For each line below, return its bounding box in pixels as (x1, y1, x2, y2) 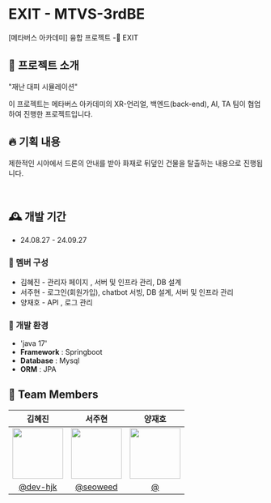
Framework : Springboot (19, 347, 103, 356)
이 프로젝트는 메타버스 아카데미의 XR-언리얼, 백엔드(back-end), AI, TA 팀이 (8, 99, 247, 109)
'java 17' (19, 338, 48, 348)
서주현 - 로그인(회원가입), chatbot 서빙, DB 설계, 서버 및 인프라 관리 (19, 287, 234, 296)
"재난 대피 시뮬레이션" (8, 82, 78, 92)
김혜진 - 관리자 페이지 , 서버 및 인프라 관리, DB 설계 (19, 277, 182, 287)
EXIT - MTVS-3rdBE (8, 5, 146, 23)
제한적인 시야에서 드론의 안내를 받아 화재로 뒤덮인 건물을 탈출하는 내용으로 (8, 158, 242, 168)
